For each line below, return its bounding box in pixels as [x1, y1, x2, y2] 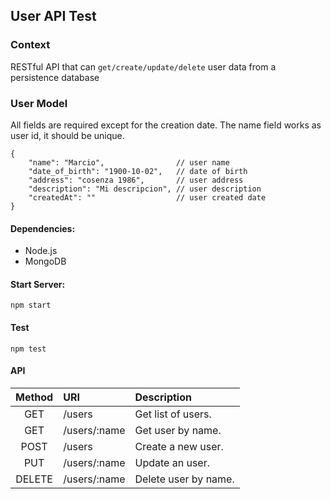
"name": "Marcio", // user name [28, 157, 230, 168]
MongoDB [24, 255, 67, 268]
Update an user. [134, 455, 210, 469]
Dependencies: [10, 222, 76, 234]
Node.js [24, 245, 58, 257]
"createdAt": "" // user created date [28, 192, 267, 203]
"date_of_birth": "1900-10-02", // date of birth [28, 166, 248, 176]
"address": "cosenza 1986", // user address [28, 175, 244, 185]
